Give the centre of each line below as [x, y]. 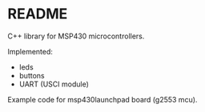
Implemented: [30, 51]
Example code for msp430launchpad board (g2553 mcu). [102, 99]
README [38, 14]
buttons [32, 75]
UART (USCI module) [54, 84]
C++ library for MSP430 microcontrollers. [76, 36]
